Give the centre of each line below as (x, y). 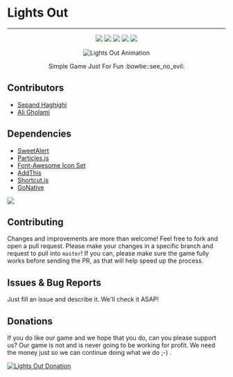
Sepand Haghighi (42, 105)
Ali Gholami (34, 112)
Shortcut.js (33, 180)
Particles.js (33, 158)
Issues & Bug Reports (54, 282)
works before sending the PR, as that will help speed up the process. (105, 261)
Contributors (36, 88)
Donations (30, 321)
